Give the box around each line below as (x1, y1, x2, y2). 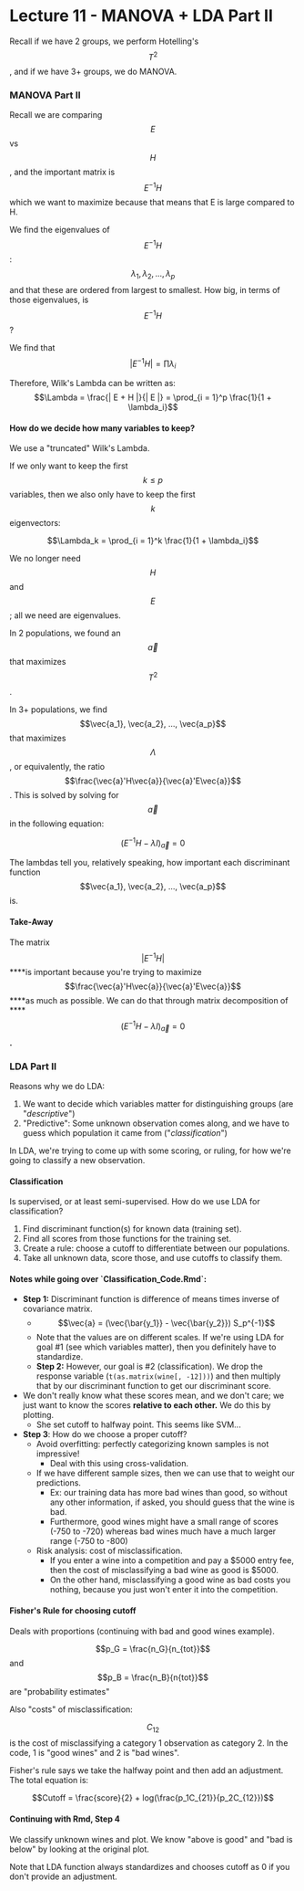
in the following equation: (9, 818, 105, 829)
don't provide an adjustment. (9, 1871, 118, 1882)
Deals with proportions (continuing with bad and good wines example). (9, 1625, 275, 1636)
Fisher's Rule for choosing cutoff (9, 1605, 137, 1616)
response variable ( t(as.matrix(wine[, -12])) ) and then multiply (35, 1371, 281, 1381)
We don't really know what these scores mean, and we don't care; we (22, 1390, 285, 1402)
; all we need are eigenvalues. (9, 610, 121, 621)
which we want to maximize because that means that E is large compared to (9, 196, 295, 207)
